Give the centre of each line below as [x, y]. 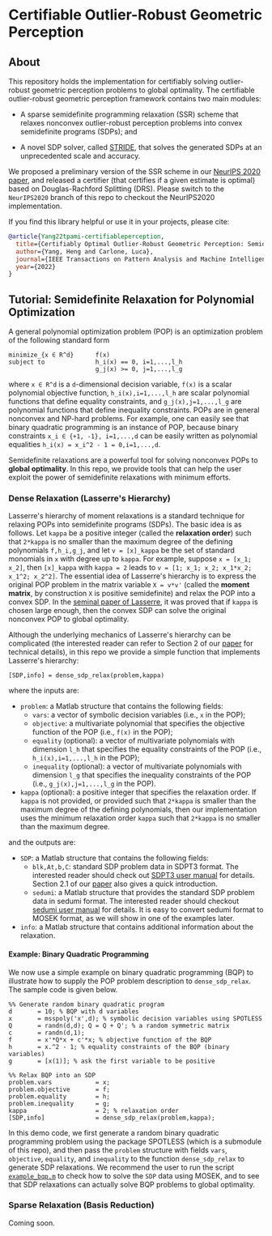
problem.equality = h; [59, 1096]
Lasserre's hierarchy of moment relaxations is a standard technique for [127, 516]
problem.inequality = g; [59, 1103]
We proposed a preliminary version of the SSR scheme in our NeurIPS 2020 [134, 171]
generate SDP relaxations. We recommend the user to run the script [121, 1167]
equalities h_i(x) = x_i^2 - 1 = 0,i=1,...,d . [85, 445]
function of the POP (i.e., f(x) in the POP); [102, 732]
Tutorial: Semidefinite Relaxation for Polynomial [132, 299]
